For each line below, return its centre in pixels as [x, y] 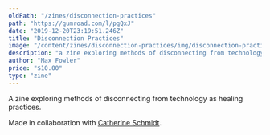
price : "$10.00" [35, 68]
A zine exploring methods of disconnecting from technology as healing [126, 98]
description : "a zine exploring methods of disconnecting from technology [136, 53]
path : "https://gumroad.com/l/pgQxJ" [72, 23]
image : [19, 46]
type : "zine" [30, 76]
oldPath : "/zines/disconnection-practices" [82, 16]
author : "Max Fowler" [45, 61]
